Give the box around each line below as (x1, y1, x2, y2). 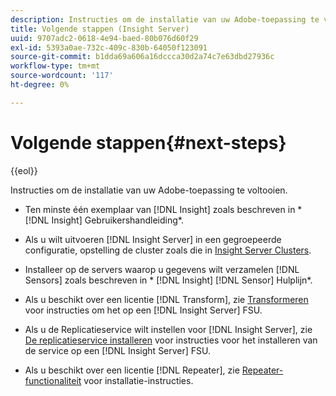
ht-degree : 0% (10, 80, 70, 90)
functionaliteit (24, 374, 82, 386)
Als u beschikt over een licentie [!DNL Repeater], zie (24, 364, 240, 376)
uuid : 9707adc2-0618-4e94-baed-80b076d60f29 (10, 33, 199, 43)
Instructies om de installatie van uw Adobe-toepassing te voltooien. (10, 184, 288, 196)
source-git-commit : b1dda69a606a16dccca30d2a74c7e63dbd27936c (10, 52, 275, 62)
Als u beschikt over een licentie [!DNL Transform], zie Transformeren (24, 293, 309, 305)
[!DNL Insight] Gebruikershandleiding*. (24, 214, 184, 226)
